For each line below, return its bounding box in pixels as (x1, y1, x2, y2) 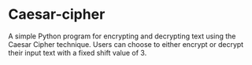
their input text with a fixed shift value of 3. (8, 48, 147, 57)
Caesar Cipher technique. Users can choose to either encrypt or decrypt (8, 39, 244, 49)
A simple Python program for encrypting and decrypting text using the (8, 31, 236, 41)
